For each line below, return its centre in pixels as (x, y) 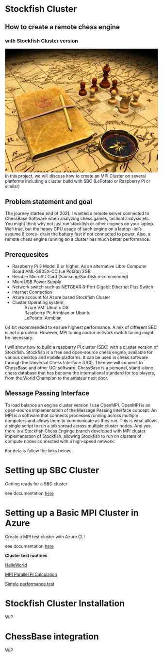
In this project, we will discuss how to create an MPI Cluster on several (75, 176)
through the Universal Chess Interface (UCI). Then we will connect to (74, 363)
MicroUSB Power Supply (37, 282)
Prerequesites (27, 255)
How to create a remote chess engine (62, 27)
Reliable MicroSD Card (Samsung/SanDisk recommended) (70, 277)
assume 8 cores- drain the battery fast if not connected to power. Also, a (78, 234)
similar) (13, 186)
